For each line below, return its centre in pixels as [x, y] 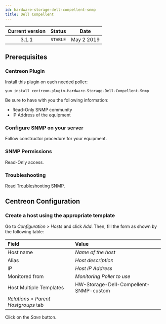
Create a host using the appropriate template [60, 216]
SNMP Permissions [29, 152]
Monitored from [26, 276]
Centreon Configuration [43, 201]
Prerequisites [26, 57]
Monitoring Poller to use [103, 276]
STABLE [58, 39]
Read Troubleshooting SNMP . [35, 186]
